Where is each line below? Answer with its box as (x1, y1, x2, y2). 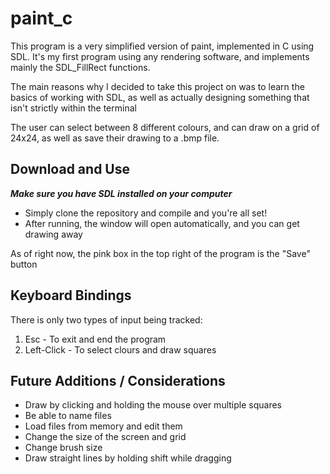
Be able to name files (24, 410, 112, 422)
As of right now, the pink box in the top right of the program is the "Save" (10, 247, 311, 259)
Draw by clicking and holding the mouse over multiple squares (24, 399, 282, 411)
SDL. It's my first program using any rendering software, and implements (10, 50, 310, 62)
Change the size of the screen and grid (24, 431, 187, 443)
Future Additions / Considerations (10, 372, 226, 389)
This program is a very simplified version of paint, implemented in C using (10, 40, 315, 52)
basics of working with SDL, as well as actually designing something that (10, 91, 310, 103)
